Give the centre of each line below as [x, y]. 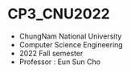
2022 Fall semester [51, 53]
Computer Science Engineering [71, 44]
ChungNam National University [70, 36]
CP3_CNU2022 [59, 14]
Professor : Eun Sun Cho [60, 62]
